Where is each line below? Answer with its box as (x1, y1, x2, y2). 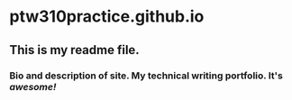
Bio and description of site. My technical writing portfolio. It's (9, 69, 284, 82)
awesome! (9, 80, 57, 93)
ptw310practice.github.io (9, 6, 205, 27)
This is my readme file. (9, 42, 140, 58)
